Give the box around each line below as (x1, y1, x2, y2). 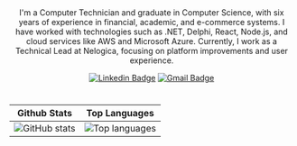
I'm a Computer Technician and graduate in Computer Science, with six (19, 6, 284, 18)
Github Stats (16, 107, 72, 120)
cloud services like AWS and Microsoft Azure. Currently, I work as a (25, 35, 278, 46)
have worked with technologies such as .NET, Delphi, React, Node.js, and (14, 26, 289, 37)
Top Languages (86, 107, 155, 120)
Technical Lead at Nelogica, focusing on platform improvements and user (14, 45, 289, 56)
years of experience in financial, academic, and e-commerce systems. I (18, 16, 285, 27)
